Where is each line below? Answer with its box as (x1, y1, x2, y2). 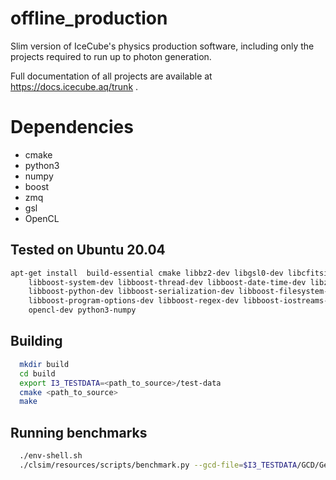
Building (10, 333, 63, 350)
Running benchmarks (10, 424, 148, 441)
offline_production (10, 7, 168, 30)
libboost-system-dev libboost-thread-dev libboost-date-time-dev (28, 277, 307, 287)
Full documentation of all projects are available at (10, 70, 213, 82)
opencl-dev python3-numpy (28, 305, 137, 316)
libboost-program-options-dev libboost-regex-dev (28, 296, 240, 306)
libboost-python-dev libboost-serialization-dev (28, 287, 235, 297)
